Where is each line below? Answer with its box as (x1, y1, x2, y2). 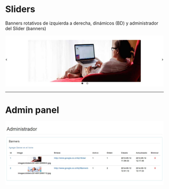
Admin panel (5, 104, 59, 116)
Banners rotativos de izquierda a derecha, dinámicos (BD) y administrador (5, 20, 158, 26)
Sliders (5, 4, 35, 15)
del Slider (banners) (5, 25, 46, 31)
